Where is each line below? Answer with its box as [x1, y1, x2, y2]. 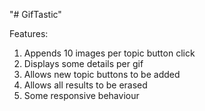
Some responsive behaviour [23, 90, 140, 101]
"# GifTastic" [9, 9, 62, 20]
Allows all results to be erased [23, 79, 148, 91]
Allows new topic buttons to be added [23, 69, 181, 80]
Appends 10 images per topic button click [23, 47, 196, 59]
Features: [9, 28, 49, 39]
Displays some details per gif [23, 58, 144, 69]
